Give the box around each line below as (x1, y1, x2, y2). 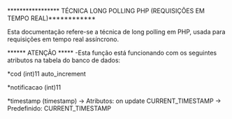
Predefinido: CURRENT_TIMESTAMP (7, 104, 112, 112)
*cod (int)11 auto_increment (7, 70, 86, 78)
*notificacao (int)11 (7, 83, 61, 91)
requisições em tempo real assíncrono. (7, 35, 119, 43)
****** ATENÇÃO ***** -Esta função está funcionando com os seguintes (7, 49, 217, 57)
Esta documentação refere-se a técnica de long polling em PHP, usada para (7, 28, 226, 36)
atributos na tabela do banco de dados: (7, 56, 121, 64)
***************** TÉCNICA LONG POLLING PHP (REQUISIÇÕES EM (7, 7, 205, 15)
